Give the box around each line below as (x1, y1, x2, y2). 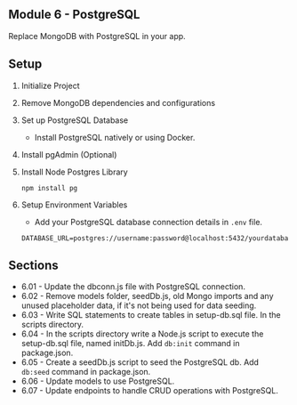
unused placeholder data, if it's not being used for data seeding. (20, 300, 257, 311)
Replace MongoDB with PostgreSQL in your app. (8, 30, 186, 41)
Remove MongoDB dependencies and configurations (20, 97, 215, 108)
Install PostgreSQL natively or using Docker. (34, 132, 196, 142)
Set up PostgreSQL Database (20, 115, 129, 126)
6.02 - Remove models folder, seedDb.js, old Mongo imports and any (20, 291, 274, 302)
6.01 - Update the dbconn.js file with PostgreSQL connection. (20, 281, 246, 292)
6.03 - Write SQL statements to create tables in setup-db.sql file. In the (20, 310, 281, 320)
